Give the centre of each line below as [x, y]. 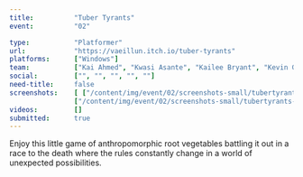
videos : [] [46, 109]
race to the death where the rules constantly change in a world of [131, 154]
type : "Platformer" [66, 42]
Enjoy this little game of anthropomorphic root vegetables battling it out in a [149, 144]
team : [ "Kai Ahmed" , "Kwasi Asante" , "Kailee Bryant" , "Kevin [149, 68]
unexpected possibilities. [55, 163]
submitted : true [50, 118]
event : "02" [50, 26]
